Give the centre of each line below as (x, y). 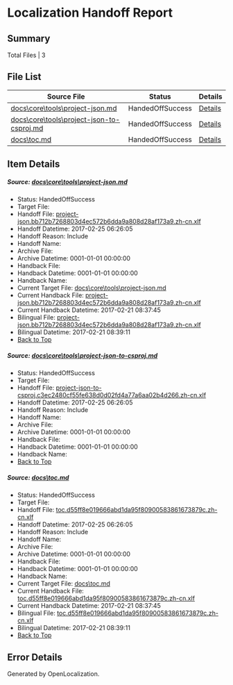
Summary (29, 39)
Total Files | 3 (26, 55)
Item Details (34, 164)
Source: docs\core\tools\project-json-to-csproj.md (83, 355)
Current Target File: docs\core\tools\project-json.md (92, 288)
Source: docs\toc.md (38, 477)
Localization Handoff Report (90, 13)
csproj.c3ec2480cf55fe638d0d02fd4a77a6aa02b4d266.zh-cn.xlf (112, 395)
